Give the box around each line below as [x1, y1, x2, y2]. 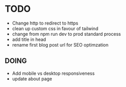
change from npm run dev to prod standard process [12, 31, 121, 37]
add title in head [12, 36, 46, 42]
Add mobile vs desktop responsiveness [12, 70, 95, 76]
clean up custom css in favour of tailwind [12, 25, 99, 31]
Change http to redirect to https [12, 20, 78, 26]
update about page [12, 75, 52, 82]
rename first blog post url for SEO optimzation [12, 41, 109, 48]
